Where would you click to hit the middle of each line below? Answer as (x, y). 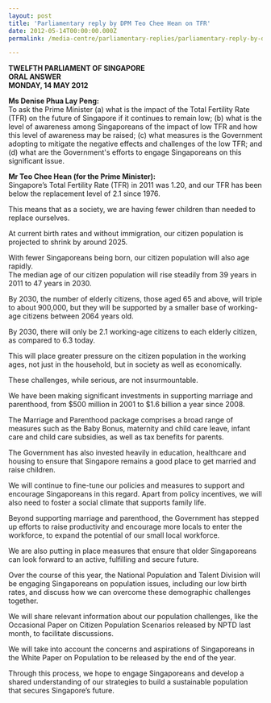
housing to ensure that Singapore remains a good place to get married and (132, 461)
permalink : (27, 38)
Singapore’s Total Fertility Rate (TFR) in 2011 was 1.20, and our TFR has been (135, 185)
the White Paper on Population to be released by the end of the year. (122, 658)
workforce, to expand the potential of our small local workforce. (114, 535)
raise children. (32, 470)
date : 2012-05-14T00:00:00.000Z (63, 31)
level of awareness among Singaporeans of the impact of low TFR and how (133, 127)
